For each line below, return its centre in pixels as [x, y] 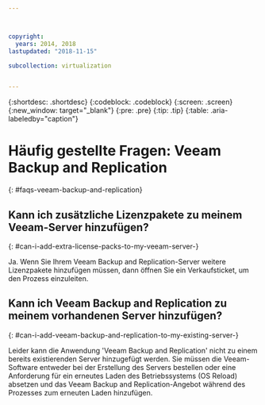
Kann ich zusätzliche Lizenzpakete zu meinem [125, 215]
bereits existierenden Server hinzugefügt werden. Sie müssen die [115, 359]
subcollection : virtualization [60, 66]
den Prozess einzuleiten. [48, 278]
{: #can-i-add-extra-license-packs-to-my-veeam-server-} [104, 246]
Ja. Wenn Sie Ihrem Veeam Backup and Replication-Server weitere [117, 262]
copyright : [26, 37]
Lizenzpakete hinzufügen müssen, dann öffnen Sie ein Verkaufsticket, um [129, 270]
